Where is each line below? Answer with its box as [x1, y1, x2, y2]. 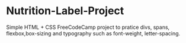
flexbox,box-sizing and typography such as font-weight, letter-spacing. [6, 29, 181, 37]
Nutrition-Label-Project [6, 4, 124, 18]
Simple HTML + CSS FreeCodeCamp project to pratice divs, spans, [6, 24, 170, 31]
